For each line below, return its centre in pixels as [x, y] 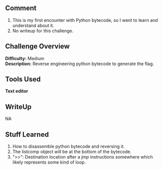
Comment [21, 8]
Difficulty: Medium [25, 58]
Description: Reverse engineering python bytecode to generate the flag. [80, 64]
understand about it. [33, 25]
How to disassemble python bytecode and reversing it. [69, 147]
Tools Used [23, 79]
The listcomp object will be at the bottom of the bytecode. [72, 152]
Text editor [17, 91]
